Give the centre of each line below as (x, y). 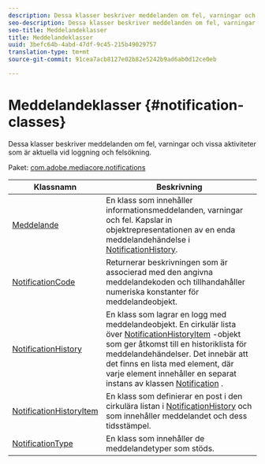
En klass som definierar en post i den (174, 396)
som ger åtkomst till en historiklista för (176, 343)
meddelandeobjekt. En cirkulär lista (171, 324)
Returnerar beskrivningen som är (167, 262)
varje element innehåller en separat (171, 373)
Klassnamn (55, 187)
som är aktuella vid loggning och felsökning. (80, 152)
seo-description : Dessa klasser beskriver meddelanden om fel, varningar (132, 23)
